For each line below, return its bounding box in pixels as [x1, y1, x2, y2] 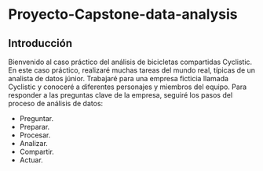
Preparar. [19, 123, 50, 131]
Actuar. [19, 155, 43, 165]
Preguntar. [19, 114, 54, 123]
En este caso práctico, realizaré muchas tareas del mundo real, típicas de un [8, 66, 256, 75]
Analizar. [19, 139, 49, 148]
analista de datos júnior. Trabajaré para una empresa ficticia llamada [8, 74, 229, 83]
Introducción [8, 37, 73, 50]
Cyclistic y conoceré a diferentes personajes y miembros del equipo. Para [8, 82, 247, 91]
